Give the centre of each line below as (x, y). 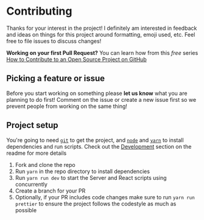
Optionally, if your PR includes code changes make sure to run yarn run (105, 197)
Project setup (33, 125)
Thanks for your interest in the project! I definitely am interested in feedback (102, 28)
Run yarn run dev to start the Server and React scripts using (91, 177)
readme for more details (37, 153)
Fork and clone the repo (45, 165)
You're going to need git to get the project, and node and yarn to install (95, 140)
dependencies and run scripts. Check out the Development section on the (99, 146)
